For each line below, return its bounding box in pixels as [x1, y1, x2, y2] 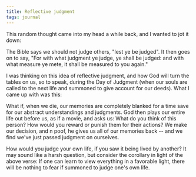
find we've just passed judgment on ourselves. [6, 133, 119, 140]
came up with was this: [6, 91, 62, 98]
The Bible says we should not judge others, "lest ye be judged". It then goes [6, 48, 190, 55]
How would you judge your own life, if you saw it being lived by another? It [6, 145, 187, 152]
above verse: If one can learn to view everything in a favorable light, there [6, 158, 185, 165]
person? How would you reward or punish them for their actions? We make [6, 121, 187, 128]
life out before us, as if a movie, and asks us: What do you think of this [6, 114, 177, 122]
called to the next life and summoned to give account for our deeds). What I [6, 84, 190, 91]
